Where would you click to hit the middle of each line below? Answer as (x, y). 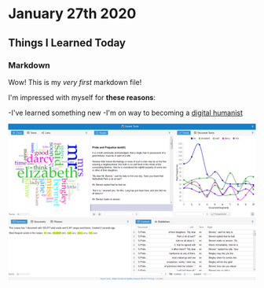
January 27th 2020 (72, 14)
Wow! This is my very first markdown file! (75, 82)
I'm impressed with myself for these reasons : (82, 97)
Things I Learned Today (67, 43)
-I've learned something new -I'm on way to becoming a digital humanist (126, 113)
